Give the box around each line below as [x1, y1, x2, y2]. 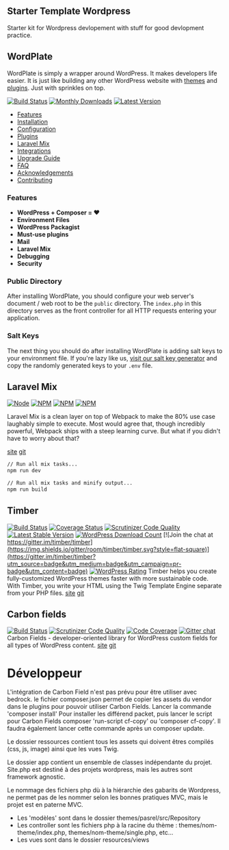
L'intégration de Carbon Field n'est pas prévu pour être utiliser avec [7, 688, 197, 696]
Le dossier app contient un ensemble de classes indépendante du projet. [7, 758, 213, 766]
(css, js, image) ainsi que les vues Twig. [7, 745, 119, 753]
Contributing [16, 175, 53, 184]
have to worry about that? [7, 435, 80, 443]
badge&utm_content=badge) [7, 567, 88, 575]
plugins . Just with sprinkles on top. [7, 84, 106, 92]
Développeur [7, 665, 82, 681]
